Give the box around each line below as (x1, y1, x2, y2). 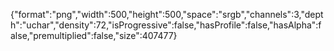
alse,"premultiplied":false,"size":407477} (10, 30, 178, 41)
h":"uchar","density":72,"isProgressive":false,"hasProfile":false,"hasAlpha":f (10, 19, 322, 31)
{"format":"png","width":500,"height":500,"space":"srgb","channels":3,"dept (10, 9, 324, 20)
